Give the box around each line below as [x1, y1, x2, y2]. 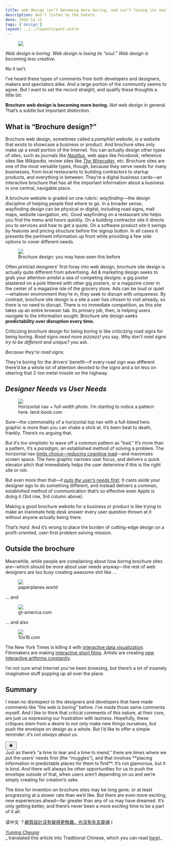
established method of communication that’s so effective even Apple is [5, 488, 155, 494]
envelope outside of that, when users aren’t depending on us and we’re [5, 771, 156, 778]
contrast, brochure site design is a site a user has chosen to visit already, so [5, 296, 165, 302]
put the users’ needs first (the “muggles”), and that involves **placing [5, 755, 153, 761]
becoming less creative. [5, 56, 56, 62]
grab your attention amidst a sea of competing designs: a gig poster [5, 274, 148, 280]
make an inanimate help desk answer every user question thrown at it [5, 509, 152, 515]
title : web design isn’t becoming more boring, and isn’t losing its [5, 7, 157, 13]
